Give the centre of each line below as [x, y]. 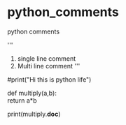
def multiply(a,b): [32, 93]
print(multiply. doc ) [34, 114]
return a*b [22, 100]
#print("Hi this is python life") [49, 79]
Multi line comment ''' [49, 66]
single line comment [47, 58]
